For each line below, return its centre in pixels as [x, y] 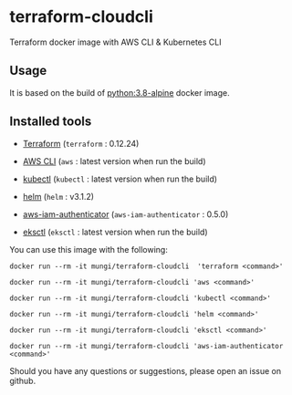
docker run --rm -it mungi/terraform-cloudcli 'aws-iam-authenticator [146, 346]
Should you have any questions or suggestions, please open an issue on [145, 370]
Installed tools [51, 122]
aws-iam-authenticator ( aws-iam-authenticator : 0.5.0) [125, 214]
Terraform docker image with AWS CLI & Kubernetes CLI [115, 42]
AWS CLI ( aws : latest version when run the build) [115, 161]
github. [23, 380]
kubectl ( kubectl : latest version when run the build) [120, 179]
